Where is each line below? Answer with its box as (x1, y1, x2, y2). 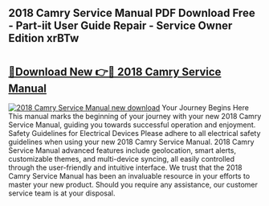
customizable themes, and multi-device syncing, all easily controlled (8, 154, 235, 163)
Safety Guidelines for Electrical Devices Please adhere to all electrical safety (8, 129, 261, 138)
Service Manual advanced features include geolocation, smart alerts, (8, 146, 237, 155)
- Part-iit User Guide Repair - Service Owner (8, 19, 233, 33)
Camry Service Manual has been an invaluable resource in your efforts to (8, 171, 251, 180)
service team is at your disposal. (8, 188, 116, 198)
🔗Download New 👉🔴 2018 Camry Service (8, 64, 222, 79)
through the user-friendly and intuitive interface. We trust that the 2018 (8, 163, 243, 172)
